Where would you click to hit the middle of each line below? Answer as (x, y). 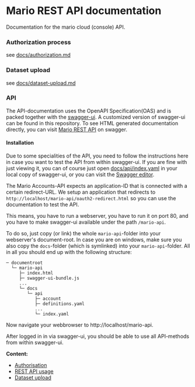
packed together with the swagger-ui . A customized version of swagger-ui (96, 117)
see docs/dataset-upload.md (41, 83)
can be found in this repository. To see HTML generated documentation (92, 123)
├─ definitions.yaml (60, 304)
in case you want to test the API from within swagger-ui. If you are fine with (97, 162)
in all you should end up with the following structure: (69, 252)
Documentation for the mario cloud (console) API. (66, 27)
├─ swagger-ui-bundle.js (49, 278)
